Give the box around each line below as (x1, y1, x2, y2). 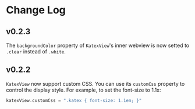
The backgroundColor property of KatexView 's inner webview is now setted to (6, 42, 190, 49)
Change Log (6, 3, 66, 17)
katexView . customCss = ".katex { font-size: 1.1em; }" (6, 97, 142, 103)
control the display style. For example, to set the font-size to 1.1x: (6, 86, 161, 93)
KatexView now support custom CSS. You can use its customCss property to (6, 80, 185, 87)
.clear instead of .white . (6, 48, 66, 55)
